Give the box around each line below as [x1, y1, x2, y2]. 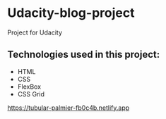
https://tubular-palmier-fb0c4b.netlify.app [7, 104, 130, 112]
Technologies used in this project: [7, 49, 160, 61]
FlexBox [17, 82, 41, 91]
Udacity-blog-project [7, 5, 135, 21]
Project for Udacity [7, 28, 62, 37]
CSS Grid [17, 89, 45, 98]
